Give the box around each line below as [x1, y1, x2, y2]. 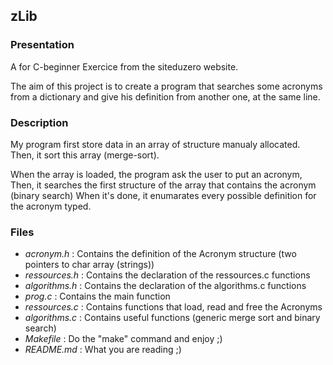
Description [10, 115, 69, 129]
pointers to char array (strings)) [24, 259, 155, 271]
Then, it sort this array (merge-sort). [10, 149, 160, 161]
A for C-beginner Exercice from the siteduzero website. [10, 60, 239, 73]
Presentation [10, 38, 75, 52]
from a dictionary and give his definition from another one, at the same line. [10, 90, 321, 103]
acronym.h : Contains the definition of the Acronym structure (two [24, 248, 297, 260]
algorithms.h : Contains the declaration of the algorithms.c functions [24, 280, 307, 292]
